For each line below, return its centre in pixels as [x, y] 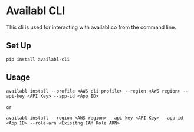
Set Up [19, 46]
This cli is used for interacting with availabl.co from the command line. [91, 27]
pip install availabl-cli [38, 59]
